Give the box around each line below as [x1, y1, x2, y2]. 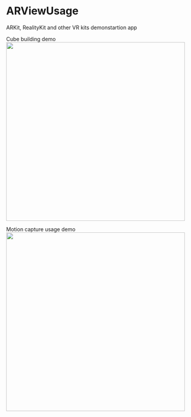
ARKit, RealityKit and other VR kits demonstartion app [6, 24, 137, 31]
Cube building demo [6, 35, 56, 42]
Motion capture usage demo [6, 225, 76, 233]
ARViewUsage [6, 4, 79, 18]
